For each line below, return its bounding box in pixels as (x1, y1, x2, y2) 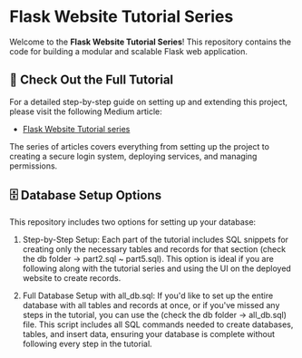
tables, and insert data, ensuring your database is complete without (22, 328, 275, 339)
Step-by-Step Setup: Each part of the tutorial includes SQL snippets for (22, 234, 288, 245)
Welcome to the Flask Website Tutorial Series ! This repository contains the (9, 36, 292, 47)
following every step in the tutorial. (22, 338, 152, 349)
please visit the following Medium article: (9, 106, 163, 117)
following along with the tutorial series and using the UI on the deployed (22, 263, 292, 274)
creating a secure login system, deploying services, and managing (9, 150, 258, 161)
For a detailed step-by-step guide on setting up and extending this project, (9, 96, 288, 107)
